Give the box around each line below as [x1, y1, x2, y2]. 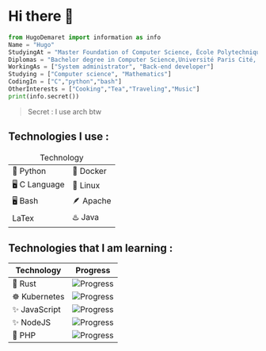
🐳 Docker [72, 165, 107, 176]
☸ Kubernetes [12, 291, 65, 303]
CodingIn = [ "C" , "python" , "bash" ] [8, 78, 123, 86]
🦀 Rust [12, 278, 37, 289]
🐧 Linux [72, 180, 101, 191]
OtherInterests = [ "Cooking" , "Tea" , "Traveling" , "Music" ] [8, 85, 200, 94]
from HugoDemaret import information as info [8, 33, 161, 41]
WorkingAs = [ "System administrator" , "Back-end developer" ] [8, 63, 215, 71]
